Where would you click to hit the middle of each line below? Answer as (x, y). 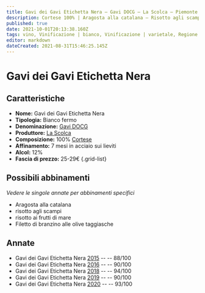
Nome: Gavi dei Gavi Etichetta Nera (60, 113)
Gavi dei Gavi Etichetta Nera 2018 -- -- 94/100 (73, 271)
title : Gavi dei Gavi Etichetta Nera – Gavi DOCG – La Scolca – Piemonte (102, 12)
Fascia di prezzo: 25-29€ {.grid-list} (61, 159)
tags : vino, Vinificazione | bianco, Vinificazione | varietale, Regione (102, 35)
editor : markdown (28, 40)
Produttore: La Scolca (43, 132)
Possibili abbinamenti (48, 178)
